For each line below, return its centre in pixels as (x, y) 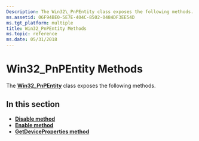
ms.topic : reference (32, 34)
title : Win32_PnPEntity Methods (46, 28)
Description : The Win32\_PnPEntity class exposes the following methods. (100, 12)
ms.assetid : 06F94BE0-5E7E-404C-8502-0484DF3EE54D (71, 17)
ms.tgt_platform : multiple (40, 23)
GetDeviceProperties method (52, 131)
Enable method (34, 125)
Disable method (35, 119)
